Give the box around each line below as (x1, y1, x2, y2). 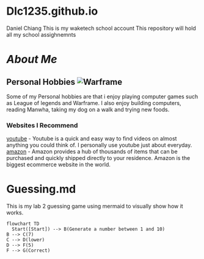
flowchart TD (6, 221, 40, 227)
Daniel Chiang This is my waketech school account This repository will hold (6, 24, 197, 32)
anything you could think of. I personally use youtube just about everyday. (6, 142, 192, 149)
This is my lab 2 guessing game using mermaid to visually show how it (6, 203, 183, 210)
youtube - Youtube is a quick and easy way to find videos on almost (6, 135, 177, 142)
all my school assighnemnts (6, 31, 76, 38)
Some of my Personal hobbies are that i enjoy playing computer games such (6, 93, 199, 100)
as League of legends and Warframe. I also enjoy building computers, (6, 99, 181, 106)
